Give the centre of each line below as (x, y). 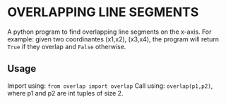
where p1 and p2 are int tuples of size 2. (65, 93)
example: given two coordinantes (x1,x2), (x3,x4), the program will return (113, 39)
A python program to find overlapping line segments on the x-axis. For (109, 32)
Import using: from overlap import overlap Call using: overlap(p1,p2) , (110, 86)
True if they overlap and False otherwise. (67, 46)
